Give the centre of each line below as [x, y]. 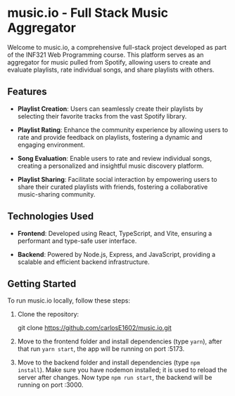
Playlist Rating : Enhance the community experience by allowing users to [123, 130]
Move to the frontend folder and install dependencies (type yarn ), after [120, 341]
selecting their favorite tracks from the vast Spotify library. [102, 116]
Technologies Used [50, 217]
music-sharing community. [56, 194]
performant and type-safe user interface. [77, 241]
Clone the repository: [48, 315]
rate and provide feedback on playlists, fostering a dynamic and [110, 137]
